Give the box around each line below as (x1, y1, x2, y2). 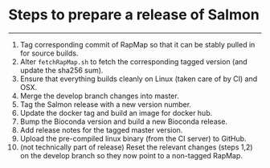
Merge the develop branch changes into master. (19, 91, 179, 100)
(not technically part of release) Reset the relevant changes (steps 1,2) (19, 142, 253, 152)
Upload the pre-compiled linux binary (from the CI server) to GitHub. (19, 133, 247, 143)
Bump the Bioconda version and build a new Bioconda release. (19, 117, 227, 126)
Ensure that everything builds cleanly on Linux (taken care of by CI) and (19, 74, 258, 84)
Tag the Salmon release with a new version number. (19, 99, 191, 109)
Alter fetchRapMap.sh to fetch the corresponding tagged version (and (19, 56, 247, 66)
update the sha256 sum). (19, 65, 104, 75)
